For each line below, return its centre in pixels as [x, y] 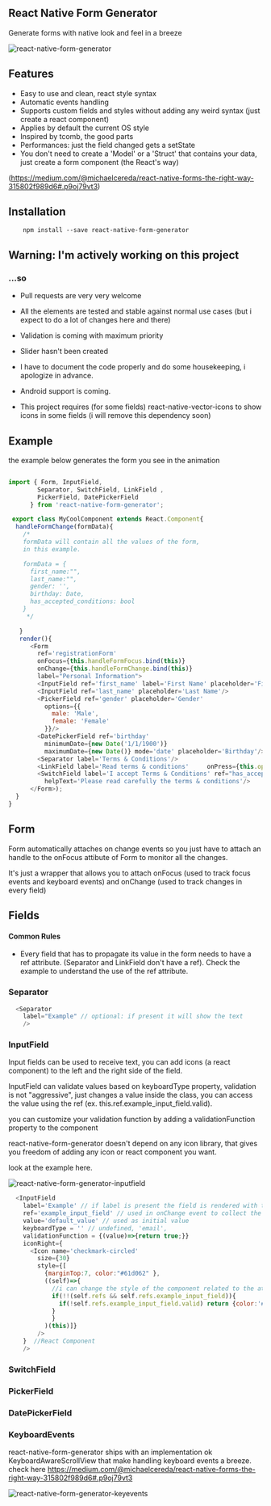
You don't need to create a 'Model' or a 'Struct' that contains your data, [138, 154]
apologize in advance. [57, 376]
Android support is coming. [65, 391]
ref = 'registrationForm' [77, 654]
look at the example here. [50, 1168]
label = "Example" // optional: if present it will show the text [133, 1017]
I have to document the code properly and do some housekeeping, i [133, 367]
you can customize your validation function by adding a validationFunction [132, 1120]
